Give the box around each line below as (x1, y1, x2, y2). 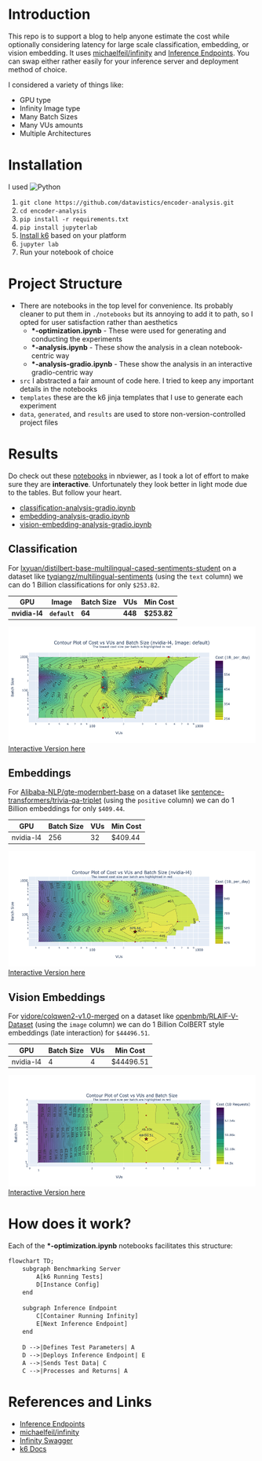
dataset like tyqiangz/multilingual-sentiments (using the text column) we (8, 572, 243, 581)
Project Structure (8, 275, 123, 293)
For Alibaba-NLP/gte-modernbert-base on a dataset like (8, 787, 190, 797)
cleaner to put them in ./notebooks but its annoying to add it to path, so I (19, 309, 253, 319)
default (49, 610, 75, 618)
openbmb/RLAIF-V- (175, 1011, 239, 1021)
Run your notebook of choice (19, 247, 114, 257)
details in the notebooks (19, 384, 98, 393)
